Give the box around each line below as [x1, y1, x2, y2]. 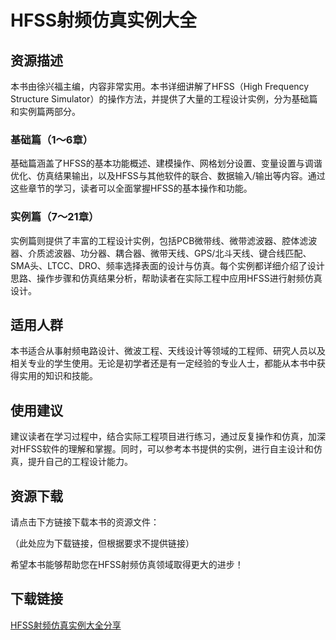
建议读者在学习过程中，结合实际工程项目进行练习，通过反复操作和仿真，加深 [10, 431, 326, 443]
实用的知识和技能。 [18, 370, 98, 382]
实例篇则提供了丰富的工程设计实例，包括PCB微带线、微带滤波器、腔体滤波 [10, 234, 318, 246]
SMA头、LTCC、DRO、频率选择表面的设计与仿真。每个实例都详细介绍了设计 [10, 259, 325, 271]
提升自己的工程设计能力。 [27, 456, 133, 468]
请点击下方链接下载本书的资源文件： [10, 516, 160, 528]
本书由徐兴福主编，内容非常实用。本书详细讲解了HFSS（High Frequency [10, 81, 310, 92]
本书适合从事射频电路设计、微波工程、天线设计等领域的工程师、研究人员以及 [10, 345, 326, 357]
